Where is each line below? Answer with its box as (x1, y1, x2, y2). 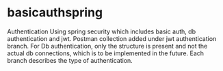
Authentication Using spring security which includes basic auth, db (7, 27, 196, 35)
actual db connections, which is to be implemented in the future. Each (7, 49, 204, 57)
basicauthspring (7, 5, 103, 20)
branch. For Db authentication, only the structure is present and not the (7, 42, 208, 50)
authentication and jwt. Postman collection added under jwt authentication (7, 34, 217, 42)
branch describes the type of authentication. (7, 56, 133, 64)
